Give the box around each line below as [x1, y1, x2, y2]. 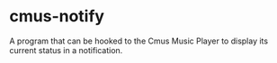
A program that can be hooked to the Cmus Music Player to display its [9, 35, 268, 46]
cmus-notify [9, 6, 105, 27]
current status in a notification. [9, 44, 123, 55]
